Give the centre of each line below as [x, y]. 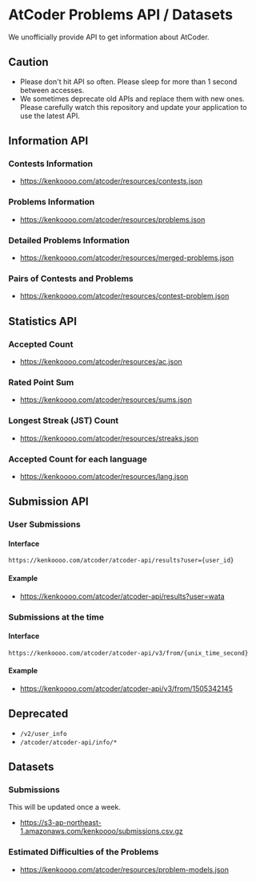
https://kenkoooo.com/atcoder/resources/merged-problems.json [127, 258]
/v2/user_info [43, 734]
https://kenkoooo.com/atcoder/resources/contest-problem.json [124, 296]
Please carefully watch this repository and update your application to [133, 107]
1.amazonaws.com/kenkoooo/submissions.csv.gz [102, 831]
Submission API [49, 502]
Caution [29, 62]
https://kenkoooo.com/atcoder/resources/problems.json [112, 219]
